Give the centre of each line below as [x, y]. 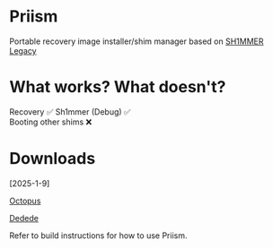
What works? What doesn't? [118, 87]
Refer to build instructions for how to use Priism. [98, 235]
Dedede [24, 218]
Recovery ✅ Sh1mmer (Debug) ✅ [70, 111]
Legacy [23, 50]
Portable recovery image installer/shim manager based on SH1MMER [136, 41]
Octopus [25, 201]
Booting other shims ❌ [51, 122]
